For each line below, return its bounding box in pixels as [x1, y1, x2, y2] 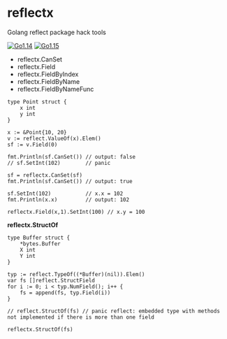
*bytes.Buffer [20, 240, 61, 247]
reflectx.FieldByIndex [17, 70, 79, 78]
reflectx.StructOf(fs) [7, 326, 73, 333]
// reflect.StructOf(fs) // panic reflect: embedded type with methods [7, 308, 220, 315]
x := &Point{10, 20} [7, 129, 68, 136]
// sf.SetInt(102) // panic [7, 159, 111, 166]
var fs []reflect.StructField [7, 277, 96, 284]
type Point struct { [7, 98, 68, 106]
